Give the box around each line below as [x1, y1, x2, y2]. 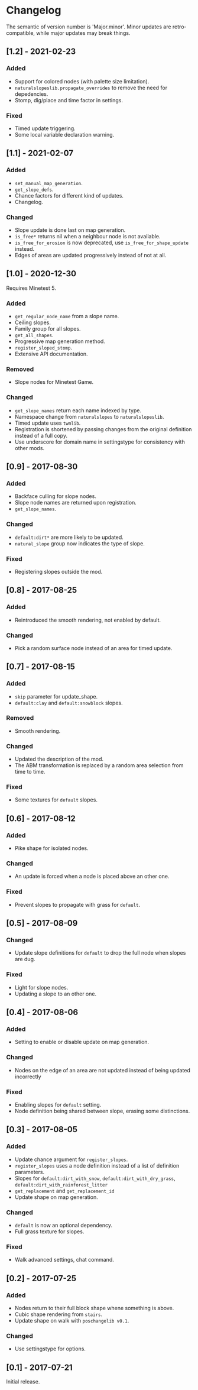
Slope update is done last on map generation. [14, 226, 126, 234]
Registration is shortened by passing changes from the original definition [14, 425, 192, 432]
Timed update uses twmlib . [14, 419, 81, 426]
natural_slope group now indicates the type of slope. [14, 539, 145, 547]
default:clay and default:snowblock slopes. [14, 699, 123, 706]
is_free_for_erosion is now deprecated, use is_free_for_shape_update [14, 239, 189, 246]
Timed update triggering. [14, 125, 76, 132]
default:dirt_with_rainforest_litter [14, 1182, 108, 1188]
